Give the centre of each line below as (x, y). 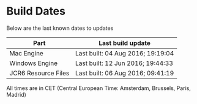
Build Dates (36, 11)
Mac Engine (27, 53)
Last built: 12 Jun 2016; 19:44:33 (124, 63)
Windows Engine (34, 63)
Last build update (125, 43)
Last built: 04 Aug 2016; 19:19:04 (125, 53)
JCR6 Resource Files (39, 73)
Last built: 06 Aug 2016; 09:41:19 (125, 73)
